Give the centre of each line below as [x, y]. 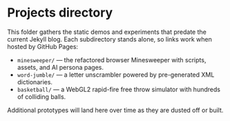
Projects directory [60, 13]
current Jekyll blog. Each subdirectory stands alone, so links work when [109, 39]
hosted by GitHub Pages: [42, 46]
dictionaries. [35, 82]
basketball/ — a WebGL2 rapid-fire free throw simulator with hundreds [119, 89]
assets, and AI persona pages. [60, 67]
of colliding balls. [41, 96]
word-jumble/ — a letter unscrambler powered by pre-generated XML [116, 75]
